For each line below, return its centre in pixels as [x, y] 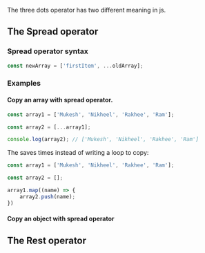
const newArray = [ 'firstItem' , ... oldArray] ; [75, 66]
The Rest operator [47, 240]
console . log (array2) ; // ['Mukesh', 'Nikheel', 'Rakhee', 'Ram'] [103, 140]
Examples [24, 84]
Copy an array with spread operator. [60, 100]
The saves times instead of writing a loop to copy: [78, 153]
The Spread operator [53, 31]
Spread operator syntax [48, 51]
